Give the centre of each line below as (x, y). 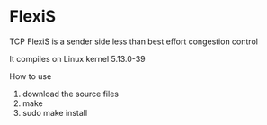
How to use (31, 76)
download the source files (71, 94)
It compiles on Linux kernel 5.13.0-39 (77, 58)
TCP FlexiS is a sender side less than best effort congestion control (134, 41)
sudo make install (55, 112)
